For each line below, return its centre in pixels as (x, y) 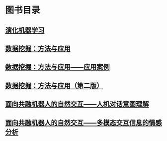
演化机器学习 (25, 30)
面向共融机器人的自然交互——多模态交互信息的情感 (83, 123)
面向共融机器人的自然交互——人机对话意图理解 (77, 104)
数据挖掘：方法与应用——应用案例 (57, 67)
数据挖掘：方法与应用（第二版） (54, 85)
